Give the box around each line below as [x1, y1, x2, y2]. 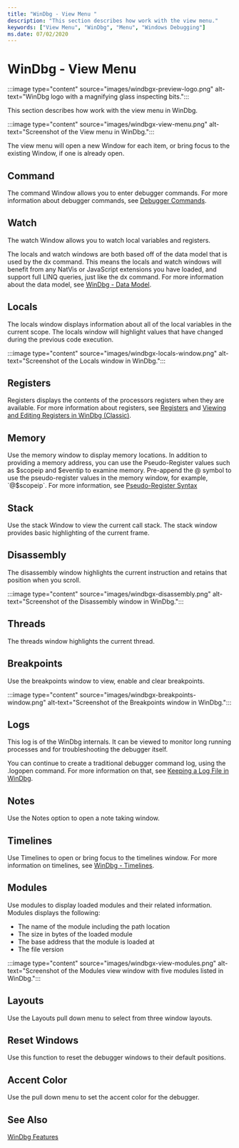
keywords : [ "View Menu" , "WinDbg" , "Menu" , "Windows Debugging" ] [7, 24, 206, 31]
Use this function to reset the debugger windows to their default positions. [7, 1053, 226, 1062]
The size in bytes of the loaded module [17, 929, 133, 938]
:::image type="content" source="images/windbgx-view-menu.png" [7, 120, 208, 129]
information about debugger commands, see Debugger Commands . [7, 196, 207, 204]
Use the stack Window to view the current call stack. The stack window [7, 521, 218, 529]
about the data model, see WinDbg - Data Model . [7, 280, 152, 289]
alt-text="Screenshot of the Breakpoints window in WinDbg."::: [47, 698, 232, 707]
